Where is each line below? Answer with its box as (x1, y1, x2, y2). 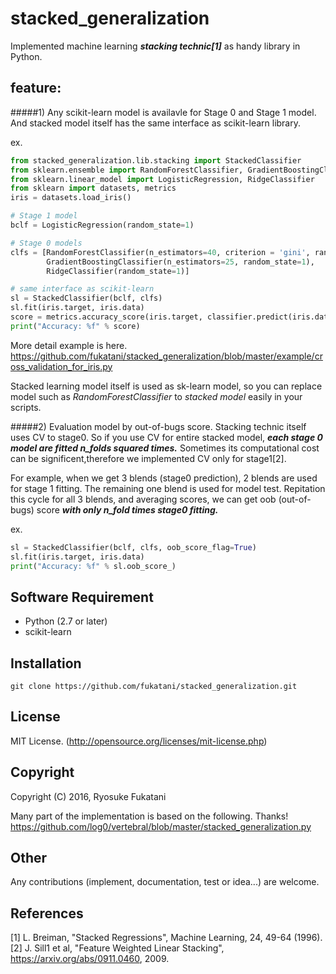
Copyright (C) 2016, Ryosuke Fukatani (10, 790, 167, 802)
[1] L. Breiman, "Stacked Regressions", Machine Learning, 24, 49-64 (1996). (10, 932, 323, 944)
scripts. (10, 401, 42, 413)
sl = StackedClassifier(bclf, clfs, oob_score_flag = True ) (10, 542, 257, 552)
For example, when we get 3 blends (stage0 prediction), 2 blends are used (10, 472, 318, 484)
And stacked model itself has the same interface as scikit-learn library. (10, 117, 302, 129)
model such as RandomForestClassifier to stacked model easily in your (10, 390, 303, 402)
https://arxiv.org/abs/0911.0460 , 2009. (10, 953, 170, 965)
